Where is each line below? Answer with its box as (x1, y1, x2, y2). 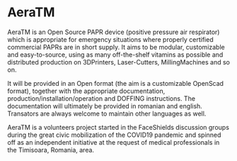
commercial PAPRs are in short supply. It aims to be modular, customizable (7, 43, 225, 51)
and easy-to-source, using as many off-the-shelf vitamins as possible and (7, 50, 224, 59)
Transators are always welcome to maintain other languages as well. (7, 109, 207, 118)
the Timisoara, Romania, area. (7, 145, 94, 154)
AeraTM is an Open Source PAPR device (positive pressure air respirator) (7, 28, 220, 36)
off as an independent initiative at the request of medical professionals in (7, 138, 220, 146)
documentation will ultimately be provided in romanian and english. (7, 101, 203, 110)
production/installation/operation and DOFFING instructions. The (7, 94, 196, 103)
